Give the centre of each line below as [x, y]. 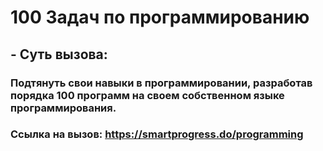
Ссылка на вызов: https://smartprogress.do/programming [157, 134]
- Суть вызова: [59, 54]
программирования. [63, 108]
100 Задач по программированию [160, 17]
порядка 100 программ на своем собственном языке [147, 95]
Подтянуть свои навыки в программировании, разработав [161, 83]
